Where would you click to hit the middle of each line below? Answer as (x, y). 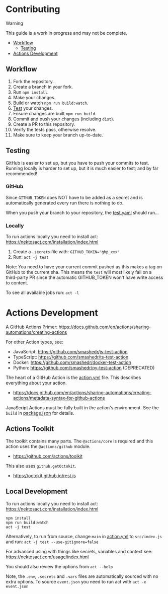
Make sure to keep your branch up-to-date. (58, 135)
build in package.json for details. (40, 413)
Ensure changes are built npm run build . (55, 113)
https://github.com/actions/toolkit (48, 456)
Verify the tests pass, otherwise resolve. (55, 129)
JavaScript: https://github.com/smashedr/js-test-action (70, 352)
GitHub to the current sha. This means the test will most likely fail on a (79, 272)
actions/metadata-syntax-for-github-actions (59, 398)
